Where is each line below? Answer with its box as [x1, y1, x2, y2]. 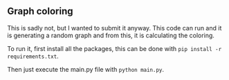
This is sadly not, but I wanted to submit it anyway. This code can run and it [7, 23, 222, 32]
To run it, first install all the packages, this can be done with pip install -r [7, 44, 222, 52]
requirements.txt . [7, 52, 59, 60]
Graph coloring [7, 6, 73, 17]
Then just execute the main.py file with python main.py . [7, 65, 165, 73]
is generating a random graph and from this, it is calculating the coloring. [7, 31, 214, 39]
